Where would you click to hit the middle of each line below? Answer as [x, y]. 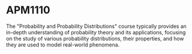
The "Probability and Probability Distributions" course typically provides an [96, 26]
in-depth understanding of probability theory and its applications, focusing [96, 32]
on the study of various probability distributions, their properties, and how [95, 38]
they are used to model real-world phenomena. [63, 45]
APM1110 [28, 10]
